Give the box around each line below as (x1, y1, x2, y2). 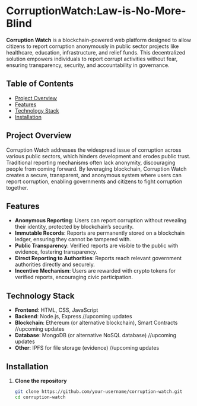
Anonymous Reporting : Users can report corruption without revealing (14, 217, 187, 224)
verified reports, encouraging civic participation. (14, 274, 134, 281)
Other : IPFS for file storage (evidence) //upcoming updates (14, 344, 160, 351)
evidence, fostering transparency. (14, 248, 98, 255)
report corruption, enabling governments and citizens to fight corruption (6, 178, 183, 185)
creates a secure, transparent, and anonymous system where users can (6, 171, 182, 178)
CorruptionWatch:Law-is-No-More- (6, 4, 186, 18)
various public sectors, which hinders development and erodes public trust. (6, 152, 191, 159)
